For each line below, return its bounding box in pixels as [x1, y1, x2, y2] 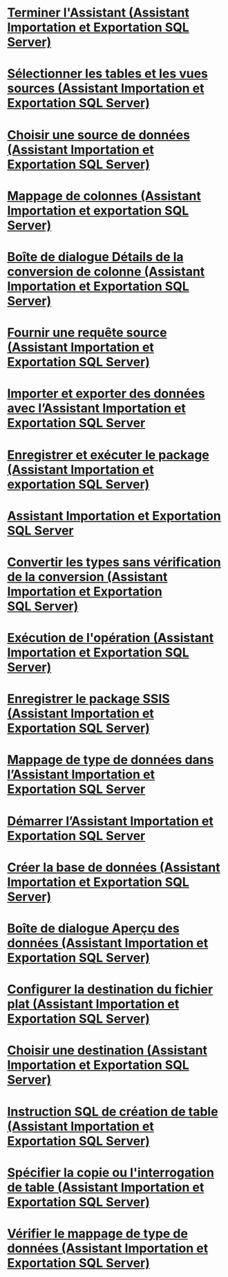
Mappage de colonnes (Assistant [7, 188, 202, 203]
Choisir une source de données [7, 127, 190, 143]
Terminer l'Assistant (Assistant [7, 5, 190, 21]
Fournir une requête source [7, 325, 167, 340]
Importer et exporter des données [7, 386, 205, 402]
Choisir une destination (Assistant [7, 1042, 208, 1058]
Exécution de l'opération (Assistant [7, 630, 214, 646]
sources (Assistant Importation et [7, 81, 205, 96]
